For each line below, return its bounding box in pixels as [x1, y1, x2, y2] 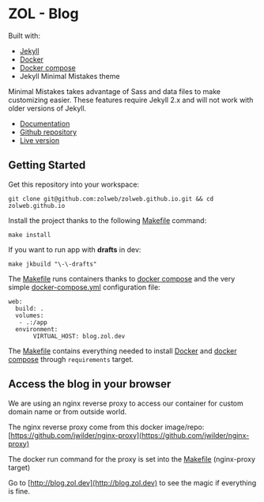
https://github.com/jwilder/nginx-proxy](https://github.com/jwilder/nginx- [10, 430, 250, 440]
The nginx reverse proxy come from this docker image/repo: [8, 422, 205, 432]
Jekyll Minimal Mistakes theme [19, 71, 120, 81]
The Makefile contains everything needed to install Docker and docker [8, 345, 237, 356]
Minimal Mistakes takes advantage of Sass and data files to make [8, 86, 221, 96]
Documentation [19, 119, 70, 128]
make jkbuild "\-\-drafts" [8, 260, 97, 268]
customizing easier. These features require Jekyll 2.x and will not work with [8, 95, 254, 104]
